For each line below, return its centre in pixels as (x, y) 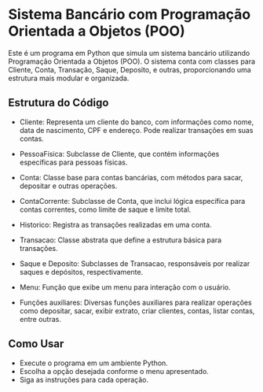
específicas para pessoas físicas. (73, 162)
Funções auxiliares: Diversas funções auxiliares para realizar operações (136, 302)
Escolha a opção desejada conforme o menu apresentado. (114, 371)
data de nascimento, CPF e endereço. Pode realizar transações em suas (136, 130)
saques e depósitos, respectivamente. (81, 272)
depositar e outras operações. (68, 186)
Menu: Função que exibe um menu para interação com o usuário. (125, 287)
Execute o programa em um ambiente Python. (94, 363)
